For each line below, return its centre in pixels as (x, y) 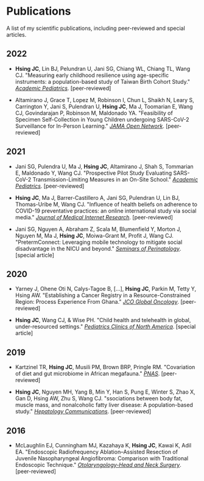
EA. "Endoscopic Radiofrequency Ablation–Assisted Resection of (97, 452)
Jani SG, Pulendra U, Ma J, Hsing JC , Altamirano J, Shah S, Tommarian (104, 166)
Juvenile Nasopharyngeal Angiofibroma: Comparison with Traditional (102, 458)
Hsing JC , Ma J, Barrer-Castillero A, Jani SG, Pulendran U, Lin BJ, (97, 197)
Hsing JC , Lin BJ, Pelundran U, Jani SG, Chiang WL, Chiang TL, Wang (103, 68)
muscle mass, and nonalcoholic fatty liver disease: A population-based (104, 405)
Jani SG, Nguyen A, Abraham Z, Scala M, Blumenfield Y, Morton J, (98, 229)
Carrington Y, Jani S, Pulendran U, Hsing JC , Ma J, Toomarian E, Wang (104, 106)
